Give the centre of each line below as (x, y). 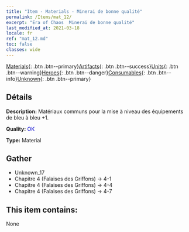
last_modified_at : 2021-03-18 (43, 28)
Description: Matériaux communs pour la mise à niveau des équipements (95, 111)
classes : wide (23, 50)
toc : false (19, 45)
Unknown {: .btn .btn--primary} (54, 79)
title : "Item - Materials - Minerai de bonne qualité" (74, 11)
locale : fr (19, 33)
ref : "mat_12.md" (27, 39)
